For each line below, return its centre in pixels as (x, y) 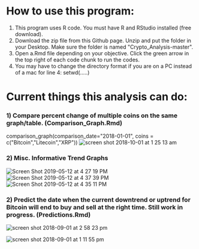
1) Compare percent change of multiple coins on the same (92, 115)
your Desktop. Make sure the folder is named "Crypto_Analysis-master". (104, 47)
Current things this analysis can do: (97, 97)
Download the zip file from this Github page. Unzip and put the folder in (103, 40)
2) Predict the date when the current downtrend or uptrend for (98, 200)
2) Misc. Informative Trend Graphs (57, 158)
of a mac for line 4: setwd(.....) (52, 72)
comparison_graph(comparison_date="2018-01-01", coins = (80, 136)
